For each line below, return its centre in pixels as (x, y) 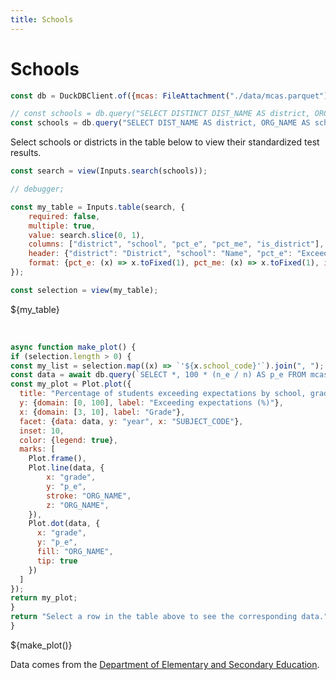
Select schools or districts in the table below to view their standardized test (165, 142)
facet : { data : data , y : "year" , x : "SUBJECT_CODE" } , (131, 421)
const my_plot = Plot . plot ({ (71, 384)
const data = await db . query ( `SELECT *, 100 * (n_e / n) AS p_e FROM (158, 375)
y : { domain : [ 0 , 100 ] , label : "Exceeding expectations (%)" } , (151, 403)
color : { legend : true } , (68, 440)
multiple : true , (62, 226)
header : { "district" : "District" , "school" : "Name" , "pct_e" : (160, 254)
